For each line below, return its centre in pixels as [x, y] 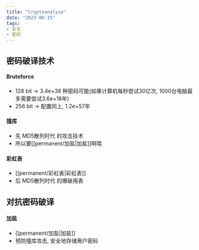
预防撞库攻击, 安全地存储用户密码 [56, 240]
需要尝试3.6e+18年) [45, 99]
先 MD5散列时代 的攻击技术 [49, 136]
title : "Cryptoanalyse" [36, 12]
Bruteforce [20, 77]
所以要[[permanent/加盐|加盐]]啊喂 [58, 143]
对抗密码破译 [30, 202]
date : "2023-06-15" [31, 18]
